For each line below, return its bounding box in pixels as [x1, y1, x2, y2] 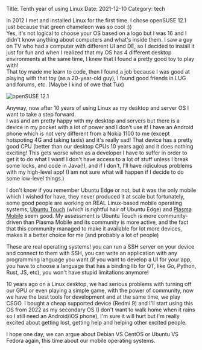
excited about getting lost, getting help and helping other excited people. [6, 319, 187, 326]
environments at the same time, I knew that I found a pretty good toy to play [6, 56, 195, 62]
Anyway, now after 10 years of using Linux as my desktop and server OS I [6, 104, 189, 111]
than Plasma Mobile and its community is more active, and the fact [23, 218, 189, 226]
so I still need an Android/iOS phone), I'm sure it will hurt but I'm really [6, 313, 180, 319]
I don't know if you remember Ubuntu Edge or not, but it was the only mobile [6, 186, 197, 194]
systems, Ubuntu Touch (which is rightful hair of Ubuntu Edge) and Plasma [6, 206, 192, 213]
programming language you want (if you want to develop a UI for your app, [6, 256, 192, 263]
